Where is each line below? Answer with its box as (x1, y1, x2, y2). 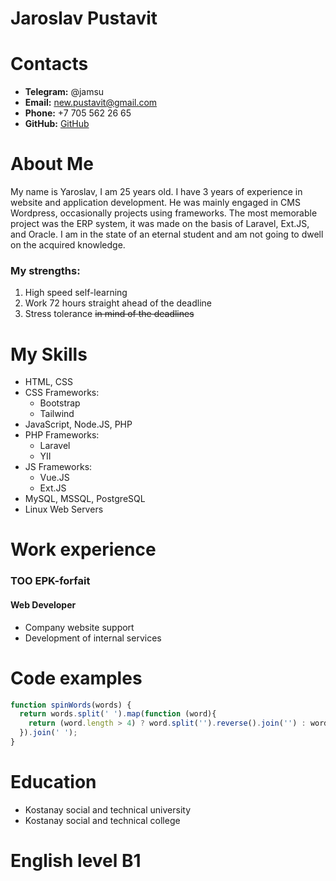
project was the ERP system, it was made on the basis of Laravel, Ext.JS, (10, 218, 310, 230)
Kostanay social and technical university (24, 803, 192, 816)
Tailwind (39, 408, 75, 420)
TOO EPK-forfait (10, 574, 91, 588)
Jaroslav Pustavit (10, 7, 158, 30)
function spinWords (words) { (10, 700, 132, 710)
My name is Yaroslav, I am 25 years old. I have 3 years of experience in (10, 186, 303, 198)
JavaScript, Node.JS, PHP (24, 418, 133, 431)
